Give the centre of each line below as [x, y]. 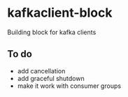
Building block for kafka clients [52, 32]
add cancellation [41, 70]
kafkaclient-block [60, 13]
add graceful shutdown [51, 78]
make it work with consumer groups [69, 86]
